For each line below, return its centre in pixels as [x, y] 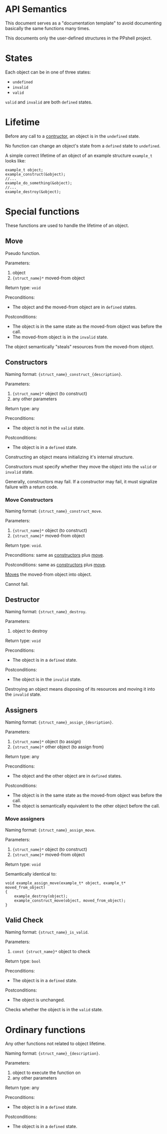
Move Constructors [29, 500]
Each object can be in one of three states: [48, 72]
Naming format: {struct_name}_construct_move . [54, 511]
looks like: [15, 160]
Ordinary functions [45, 1030]
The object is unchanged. [39, 1000]
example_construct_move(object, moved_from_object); [70, 901]
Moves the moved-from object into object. [49, 574]
